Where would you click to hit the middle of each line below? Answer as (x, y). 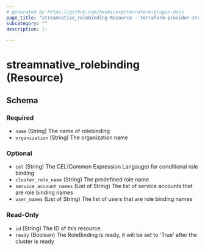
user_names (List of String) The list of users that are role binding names (104, 199)
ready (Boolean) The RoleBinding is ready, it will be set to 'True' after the (106, 235)
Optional (19, 153)
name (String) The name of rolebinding (63, 131)
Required (20, 118)
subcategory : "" (27, 23)
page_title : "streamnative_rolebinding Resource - (72, 18)
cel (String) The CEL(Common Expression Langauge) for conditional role (106, 167)
